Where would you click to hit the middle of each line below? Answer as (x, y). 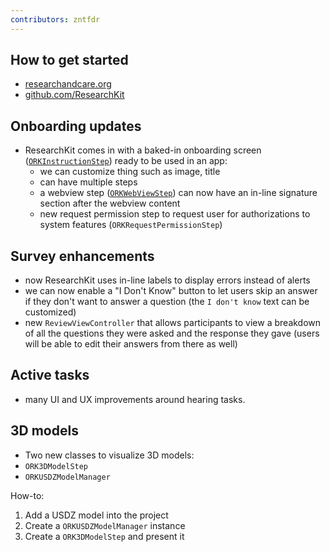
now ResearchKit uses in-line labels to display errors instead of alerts (167, 280)
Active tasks (50, 375)
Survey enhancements (82, 256)
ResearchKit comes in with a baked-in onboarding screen (143, 150)
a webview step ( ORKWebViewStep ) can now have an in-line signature (178, 193)
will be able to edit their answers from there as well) (131, 344)
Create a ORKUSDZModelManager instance (105, 525)
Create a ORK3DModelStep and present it (104, 536)
